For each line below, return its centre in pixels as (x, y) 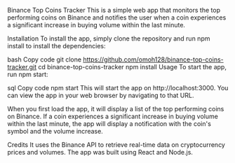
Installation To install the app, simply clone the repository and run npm (109, 38)
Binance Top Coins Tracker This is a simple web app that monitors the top (114, 10)
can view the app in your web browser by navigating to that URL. (101, 95)
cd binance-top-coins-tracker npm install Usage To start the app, (132, 67)
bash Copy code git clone (45, 59)
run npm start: (28, 74)
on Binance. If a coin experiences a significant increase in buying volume (113, 116)
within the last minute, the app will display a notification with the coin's (109, 124)
